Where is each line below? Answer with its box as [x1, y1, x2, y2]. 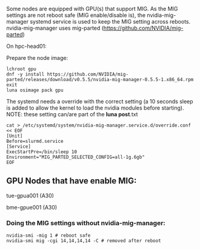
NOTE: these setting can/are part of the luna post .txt [6, 111, 138, 117]
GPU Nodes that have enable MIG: [6, 176, 137, 186]
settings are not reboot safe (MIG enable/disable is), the [6, 12, 146, 19]
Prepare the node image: [6, 54, 68, 61]
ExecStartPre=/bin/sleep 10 [6, 149, 78, 155]
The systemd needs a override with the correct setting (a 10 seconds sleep [6, 98, 193, 105]
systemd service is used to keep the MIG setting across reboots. [30, 18, 191, 25]
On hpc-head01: [6, 42, 47, 50]
